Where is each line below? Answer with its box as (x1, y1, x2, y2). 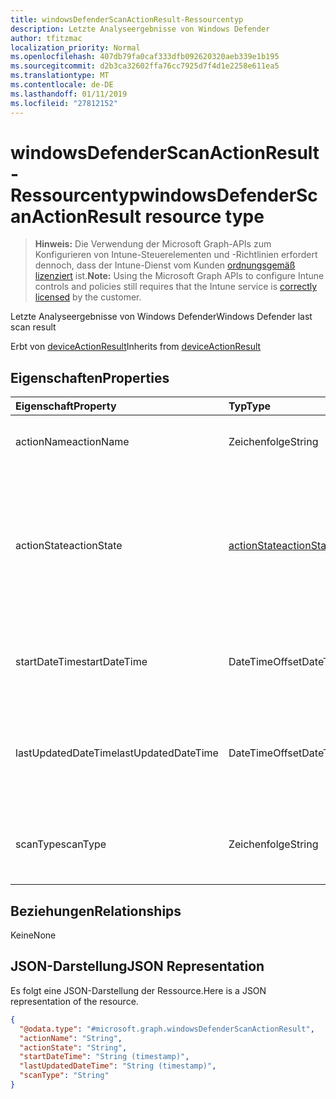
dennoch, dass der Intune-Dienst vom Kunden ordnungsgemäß (34, 259, 296, 271)
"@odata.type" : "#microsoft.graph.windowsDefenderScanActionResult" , (19, 1024, 315, 1034)
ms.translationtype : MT (10, 71, 110, 81)
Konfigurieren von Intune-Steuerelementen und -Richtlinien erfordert (34, 249, 318, 261)
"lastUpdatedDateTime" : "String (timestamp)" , (19, 1061, 217, 1071)
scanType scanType (15, 837, 107, 851)
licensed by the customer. (34, 291, 142, 303)
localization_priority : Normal (10, 42, 141, 53)
